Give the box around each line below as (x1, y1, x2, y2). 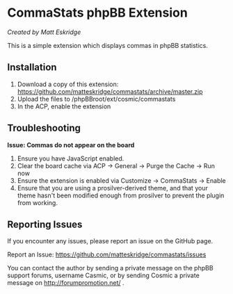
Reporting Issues (7, 218, 83, 230)
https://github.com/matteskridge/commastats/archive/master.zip (17, 87, 203, 95)
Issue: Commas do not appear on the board (7, 140, 135, 149)
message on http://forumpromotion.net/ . (7, 279, 124, 287)
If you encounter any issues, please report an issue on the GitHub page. (7, 237, 214, 245)
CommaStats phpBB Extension (7, 5, 188, 21)
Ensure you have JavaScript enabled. (17, 154, 124, 163)
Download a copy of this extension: (17, 80, 119, 88)
